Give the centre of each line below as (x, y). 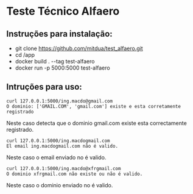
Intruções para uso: (44, 87)
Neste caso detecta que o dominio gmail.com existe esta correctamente (96, 123)
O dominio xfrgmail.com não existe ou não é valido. (75, 174)
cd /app (25, 55)
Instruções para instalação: (59, 34)
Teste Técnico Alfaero (63, 11)
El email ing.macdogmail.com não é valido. (62, 146)
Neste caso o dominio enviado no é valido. (60, 185)
